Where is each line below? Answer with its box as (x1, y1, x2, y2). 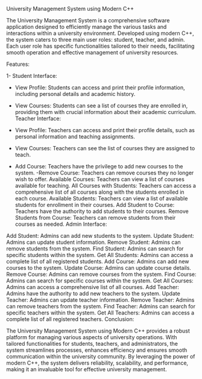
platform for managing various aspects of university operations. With (6, 334, 177, 340)
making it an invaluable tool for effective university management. (6, 366, 167, 373)
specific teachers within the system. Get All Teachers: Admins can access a (6, 309, 195, 316)
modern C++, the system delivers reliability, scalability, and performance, (6, 359, 189, 366)
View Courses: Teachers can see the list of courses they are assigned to (14, 145, 195, 151)
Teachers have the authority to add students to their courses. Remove (14, 208, 189, 215)
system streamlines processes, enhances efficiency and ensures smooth (6, 346, 188, 354)
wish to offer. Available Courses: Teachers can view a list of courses (14, 176, 185, 183)
